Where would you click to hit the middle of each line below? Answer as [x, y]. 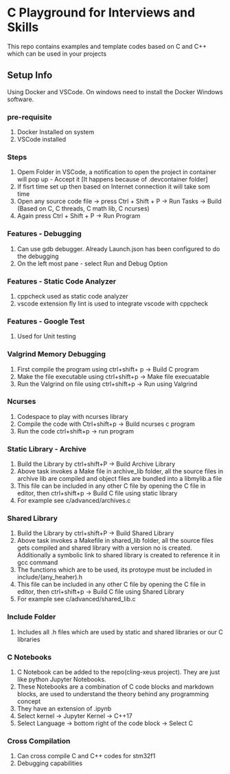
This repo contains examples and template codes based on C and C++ [107, 46]
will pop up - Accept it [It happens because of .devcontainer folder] [112, 180]
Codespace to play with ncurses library [72, 416]
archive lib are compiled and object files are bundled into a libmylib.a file [119, 479]
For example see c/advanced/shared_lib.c [76, 599]
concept [29, 701]
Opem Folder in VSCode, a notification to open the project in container [117, 172]
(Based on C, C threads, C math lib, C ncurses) [83, 208]
